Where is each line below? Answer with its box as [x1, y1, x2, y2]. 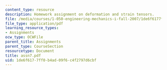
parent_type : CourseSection [5, 44, 64, 49]
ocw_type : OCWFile [5, 35, 43, 40]
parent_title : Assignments [5, 39, 61, 44]
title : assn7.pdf [5, 53, 41, 58]
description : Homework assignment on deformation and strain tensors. [5, 12, 155, 17]
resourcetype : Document [5, 48, 55, 53]
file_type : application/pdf [5, 21, 64, 26]
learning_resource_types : [5, 26, 59, 31]
